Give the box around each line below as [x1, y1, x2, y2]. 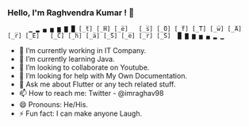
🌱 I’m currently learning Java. [18, 55, 116, 64]
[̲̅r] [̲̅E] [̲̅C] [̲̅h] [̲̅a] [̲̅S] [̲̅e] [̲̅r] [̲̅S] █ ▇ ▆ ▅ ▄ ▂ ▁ [7, 32, 224, 40]
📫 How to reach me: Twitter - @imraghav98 [18, 89, 164, 98]
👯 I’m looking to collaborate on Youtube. [18, 63, 150, 72]
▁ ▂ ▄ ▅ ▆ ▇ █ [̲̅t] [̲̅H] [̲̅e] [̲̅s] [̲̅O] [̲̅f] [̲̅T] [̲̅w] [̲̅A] [28, 25, 243, 33]
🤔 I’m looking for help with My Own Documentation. [18, 71, 188, 81]
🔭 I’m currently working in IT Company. [18, 46, 147, 55]
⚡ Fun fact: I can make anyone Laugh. [18, 109, 143, 118]
